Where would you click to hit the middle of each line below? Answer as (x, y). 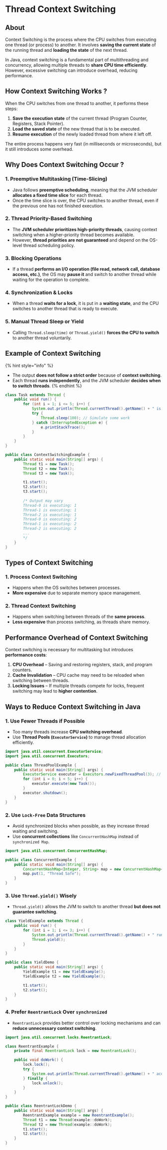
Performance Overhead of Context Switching (77, 638)
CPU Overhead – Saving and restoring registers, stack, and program (82, 665)
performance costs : (26, 655)
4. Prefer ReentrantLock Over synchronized (56, 1012)
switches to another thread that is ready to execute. (65, 309)
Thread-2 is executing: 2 (50, 529)
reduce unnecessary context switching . (54, 1028)
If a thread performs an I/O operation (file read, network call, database (86, 269)
